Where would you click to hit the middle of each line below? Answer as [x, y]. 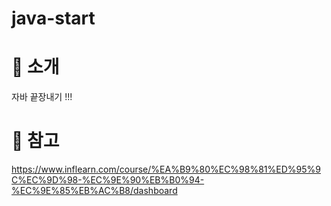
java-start [53, 18]
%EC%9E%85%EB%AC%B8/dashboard [94, 191]
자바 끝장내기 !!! [42, 97]
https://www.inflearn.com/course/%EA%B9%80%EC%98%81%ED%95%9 [166, 169]
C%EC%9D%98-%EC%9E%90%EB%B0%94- [108, 180]
